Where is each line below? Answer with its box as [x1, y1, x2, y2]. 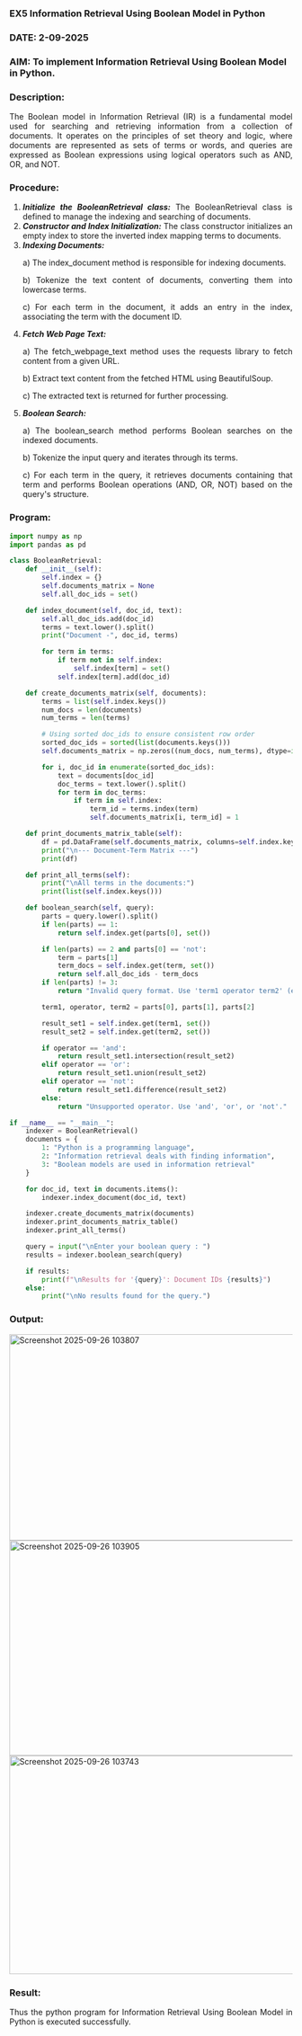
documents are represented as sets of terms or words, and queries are [9, 140, 293, 151]
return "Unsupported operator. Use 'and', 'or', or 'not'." [57, 1102, 288, 1111]
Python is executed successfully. [9, 2016, 132, 2027]
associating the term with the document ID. [22, 311, 182, 322]
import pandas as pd [9, 540, 87, 549]
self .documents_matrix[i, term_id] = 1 [89, 813, 240, 822]
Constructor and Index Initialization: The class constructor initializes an [22, 221, 293, 232]
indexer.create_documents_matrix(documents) [25, 1209, 195, 1218]
